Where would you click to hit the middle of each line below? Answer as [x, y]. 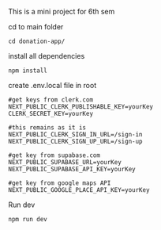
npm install [28, 71]
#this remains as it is [47, 128]
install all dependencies [47, 56]
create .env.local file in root [52, 85]
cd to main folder [36, 27]
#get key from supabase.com [54, 155]
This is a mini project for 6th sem [62, 11]
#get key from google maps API [60, 183]
